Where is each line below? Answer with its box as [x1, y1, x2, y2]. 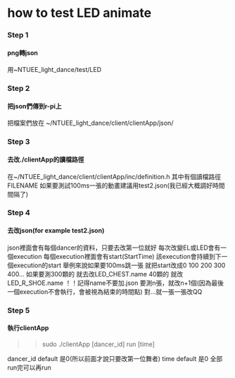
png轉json [7, 48, 39, 57]
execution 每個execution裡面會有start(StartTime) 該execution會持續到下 [13, 252, 222, 260]
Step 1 [7, 30, 29, 40]
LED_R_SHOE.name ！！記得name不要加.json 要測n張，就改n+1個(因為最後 [7, 279, 224, 287]
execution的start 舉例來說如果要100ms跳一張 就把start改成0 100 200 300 [13, 261, 226, 269]
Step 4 [7, 208, 30, 218]
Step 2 [7, 83, 30, 93]
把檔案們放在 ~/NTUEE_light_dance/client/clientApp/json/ [7, 118, 174, 128]
